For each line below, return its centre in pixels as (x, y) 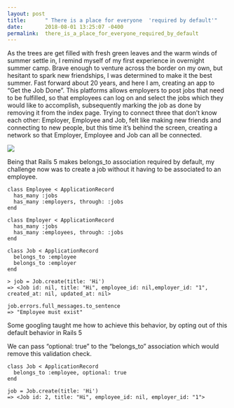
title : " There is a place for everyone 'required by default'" (112, 20)
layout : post (26, 14)
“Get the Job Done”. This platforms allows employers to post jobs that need (116, 90)
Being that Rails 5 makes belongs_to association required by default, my (111, 162)
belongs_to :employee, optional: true (70, 373)
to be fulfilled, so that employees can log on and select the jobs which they (116, 98)
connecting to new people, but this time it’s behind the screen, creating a (112, 128)
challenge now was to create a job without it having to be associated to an (114, 170)
